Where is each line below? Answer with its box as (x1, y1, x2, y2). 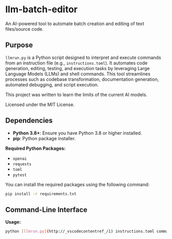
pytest (12, 172, 27, 178)
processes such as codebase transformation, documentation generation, (5, 76, 159, 82)
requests (12, 161, 32, 167)
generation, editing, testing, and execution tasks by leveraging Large (5, 65, 150, 71)
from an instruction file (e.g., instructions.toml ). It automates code (5, 60, 147, 66)
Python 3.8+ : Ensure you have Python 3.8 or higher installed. (12, 129, 142, 136)
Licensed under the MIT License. (5, 101, 75, 107)
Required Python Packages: (5, 145, 66, 151)
